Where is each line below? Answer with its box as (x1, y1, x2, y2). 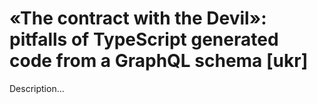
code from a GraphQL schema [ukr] (9, 50, 309, 72)
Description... (9, 82, 65, 94)
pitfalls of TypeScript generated (9, 28, 279, 51)
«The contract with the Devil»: (9, 7, 267, 30)
